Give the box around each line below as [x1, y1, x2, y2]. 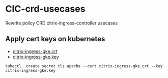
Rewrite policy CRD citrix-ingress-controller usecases [5, 20, 118, 26]
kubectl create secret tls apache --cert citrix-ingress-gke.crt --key [5, 63, 163, 69]
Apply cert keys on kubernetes [5, 35, 105, 43]
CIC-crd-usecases [5, 3, 86, 15]
